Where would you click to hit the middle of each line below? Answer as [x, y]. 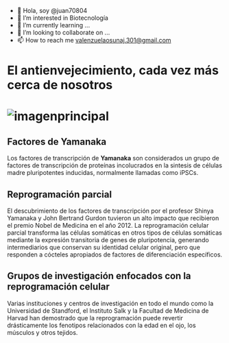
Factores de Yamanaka [57, 142]
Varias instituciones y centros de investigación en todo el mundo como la [110, 303]
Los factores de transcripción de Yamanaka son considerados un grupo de [113, 158]
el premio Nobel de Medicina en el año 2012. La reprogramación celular [108, 225]
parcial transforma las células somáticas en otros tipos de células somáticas [115, 233]
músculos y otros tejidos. [43, 332]
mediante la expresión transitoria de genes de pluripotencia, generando [108, 240]
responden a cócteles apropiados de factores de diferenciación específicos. [115, 255]
